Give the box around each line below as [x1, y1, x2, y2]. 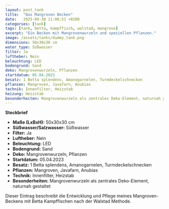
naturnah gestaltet [12, 183, 51, 189]
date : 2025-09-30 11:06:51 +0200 [5, 17, 80, 22]
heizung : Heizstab [5, 91, 44, 96]
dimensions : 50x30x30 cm [5, 40, 57, 45]
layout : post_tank [5, 7, 44, 13]
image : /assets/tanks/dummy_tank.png [5, 36, 84, 41]
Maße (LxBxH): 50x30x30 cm [12, 119, 75, 125]
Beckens [5, 198, 24, 204]
